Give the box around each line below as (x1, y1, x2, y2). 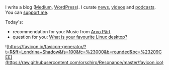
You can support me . (5, 9, 49, 15)
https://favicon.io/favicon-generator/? (8, 44, 87, 49)
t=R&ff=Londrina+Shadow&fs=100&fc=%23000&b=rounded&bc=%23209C (5, 49, 162, 55)
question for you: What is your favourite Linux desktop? (12, 34, 128, 40)
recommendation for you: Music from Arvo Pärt (12, 29, 111, 34)
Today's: (5, 19, 24, 25)
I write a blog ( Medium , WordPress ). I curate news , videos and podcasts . (5, 4, 156, 10)
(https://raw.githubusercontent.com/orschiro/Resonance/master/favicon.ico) (5, 60, 164, 65)
